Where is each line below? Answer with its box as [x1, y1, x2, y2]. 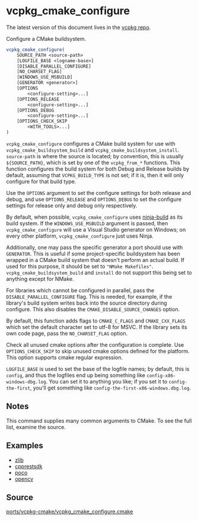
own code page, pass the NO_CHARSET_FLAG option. [6, 330, 128, 337]
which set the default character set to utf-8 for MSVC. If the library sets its [6, 323, 188, 330]
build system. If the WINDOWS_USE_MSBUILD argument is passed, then [6, 219, 168, 226]
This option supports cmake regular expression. [6, 354, 123, 361]
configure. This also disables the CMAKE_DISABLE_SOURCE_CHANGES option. [6, 305, 180, 312]
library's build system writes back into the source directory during [6, 299, 167, 306]
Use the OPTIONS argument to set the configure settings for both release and [6, 189, 191, 196]
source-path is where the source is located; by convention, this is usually [6, 152, 184, 159]
